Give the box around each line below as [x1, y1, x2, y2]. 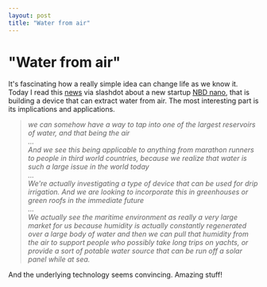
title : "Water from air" [8, 19, 91, 27]
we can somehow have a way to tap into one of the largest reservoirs [27, 120, 256, 129]
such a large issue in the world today [27, 162, 149, 171]
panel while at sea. [27, 254, 91, 264]
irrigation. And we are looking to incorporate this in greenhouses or [27, 187, 249, 197]
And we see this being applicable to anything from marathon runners [27, 145, 254, 155]
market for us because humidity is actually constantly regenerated [27, 221, 247, 231]
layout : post [8, 11, 52, 20]
